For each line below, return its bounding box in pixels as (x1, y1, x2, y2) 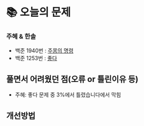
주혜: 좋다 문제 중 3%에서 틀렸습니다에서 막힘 (14, 91, 121, 98)
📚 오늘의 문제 (6, 5, 71, 19)
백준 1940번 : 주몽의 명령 (14, 47, 74, 54)
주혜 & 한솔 (6, 33, 36, 41)
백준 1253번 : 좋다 (14, 55, 58, 62)
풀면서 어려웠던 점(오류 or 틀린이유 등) (6, 74, 139, 84)
